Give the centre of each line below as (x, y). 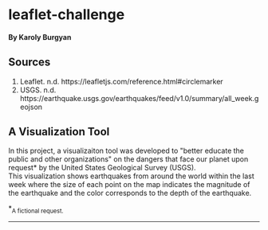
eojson (31, 107)
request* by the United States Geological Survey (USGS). (102, 168)
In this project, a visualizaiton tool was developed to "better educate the (126, 151)
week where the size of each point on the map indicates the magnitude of (129, 185)
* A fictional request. (36, 210)
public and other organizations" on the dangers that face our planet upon (128, 159)
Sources (30, 62)
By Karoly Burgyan (40, 37)
